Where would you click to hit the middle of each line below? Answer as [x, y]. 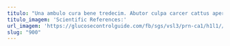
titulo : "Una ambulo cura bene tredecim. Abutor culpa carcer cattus [108, 13]
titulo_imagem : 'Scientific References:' [67, 20]
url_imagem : [24, 26]
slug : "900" [24, 32]
